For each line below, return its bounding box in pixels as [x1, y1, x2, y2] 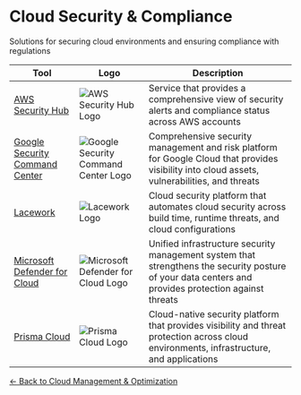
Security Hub [13, 104, 70, 116]
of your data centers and [148, 270, 253, 283]
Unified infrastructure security [148, 237, 276, 250]
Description [192, 66, 244, 79]
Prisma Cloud [13, 330, 71, 342]
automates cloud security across [148, 200, 287, 212]
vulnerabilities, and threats [148, 175, 260, 187]
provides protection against [148, 282, 264, 295]
